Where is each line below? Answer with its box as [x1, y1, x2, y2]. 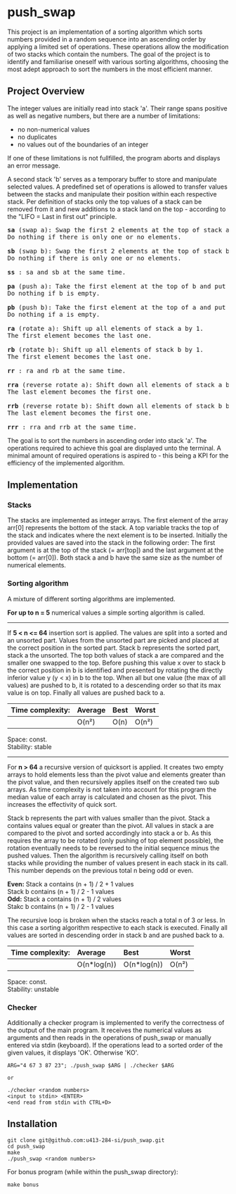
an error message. [7, 161, 61, 170]
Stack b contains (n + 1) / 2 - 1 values [7, 887, 114, 895]
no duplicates [17, 132, 58, 141]
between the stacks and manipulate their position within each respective [7, 189, 217, 198]
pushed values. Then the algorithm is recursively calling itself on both [7, 851, 209, 860]
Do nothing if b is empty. [7, 289, 100, 297]
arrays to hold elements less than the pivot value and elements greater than [7, 770, 226, 779]
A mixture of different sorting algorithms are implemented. [7, 594, 176, 603]
